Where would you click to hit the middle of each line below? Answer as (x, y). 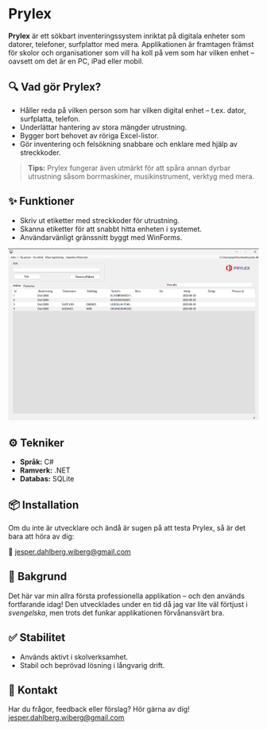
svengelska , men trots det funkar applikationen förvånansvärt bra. (116, 612)
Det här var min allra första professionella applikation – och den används (126, 596)
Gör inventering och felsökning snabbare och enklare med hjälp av (129, 144)
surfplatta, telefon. (50, 118)
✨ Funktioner (41, 201)
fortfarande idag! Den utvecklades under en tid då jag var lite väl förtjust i (128, 604)
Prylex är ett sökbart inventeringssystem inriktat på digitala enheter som (127, 36)
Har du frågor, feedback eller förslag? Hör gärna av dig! (99, 709)
